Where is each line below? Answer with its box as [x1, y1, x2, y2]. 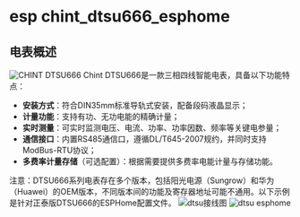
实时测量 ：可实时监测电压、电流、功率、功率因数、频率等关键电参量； [21, 123, 282, 133]
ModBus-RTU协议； [21, 145, 97, 155]
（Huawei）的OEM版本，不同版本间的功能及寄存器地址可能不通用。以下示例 [9, 187, 291, 196]
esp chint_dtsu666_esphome [9, 6, 230, 27]
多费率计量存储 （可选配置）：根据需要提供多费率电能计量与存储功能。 [21, 156, 278, 167]
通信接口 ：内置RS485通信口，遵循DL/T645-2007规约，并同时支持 [21, 134, 267, 144]
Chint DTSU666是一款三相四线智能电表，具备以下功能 [83, 70, 282, 80]
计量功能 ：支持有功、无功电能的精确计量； [21, 111, 180, 122]
